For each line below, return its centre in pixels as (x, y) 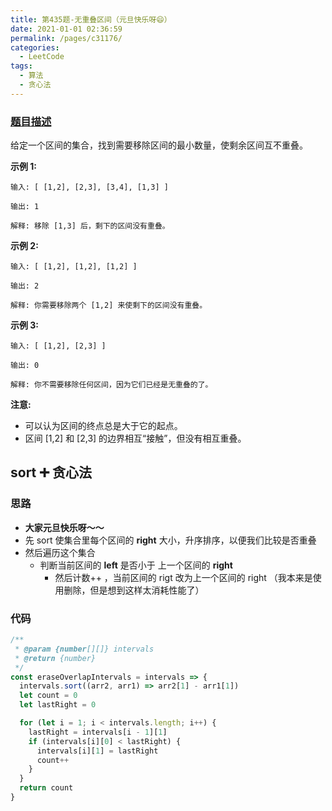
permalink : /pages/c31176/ (66, 38)
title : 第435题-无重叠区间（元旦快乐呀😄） (91, 19)
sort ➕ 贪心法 (51, 472)
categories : (35, 47)
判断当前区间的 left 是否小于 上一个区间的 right (136, 565)
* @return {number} (55, 658)
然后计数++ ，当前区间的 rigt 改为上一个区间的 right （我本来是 (183, 577)
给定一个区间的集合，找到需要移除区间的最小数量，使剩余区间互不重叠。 (159, 145)
